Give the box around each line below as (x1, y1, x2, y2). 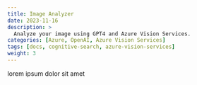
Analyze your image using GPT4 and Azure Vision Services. (13, 30, 191, 38)
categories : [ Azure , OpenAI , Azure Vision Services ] (7, 37, 166, 44)
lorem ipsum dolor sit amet (7, 69, 85, 78)
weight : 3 (7, 50, 37, 57)
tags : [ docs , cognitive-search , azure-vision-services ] (7, 43, 175, 50)
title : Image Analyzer (7, 10, 74, 18)
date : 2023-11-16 (7, 17, 59, 24)
